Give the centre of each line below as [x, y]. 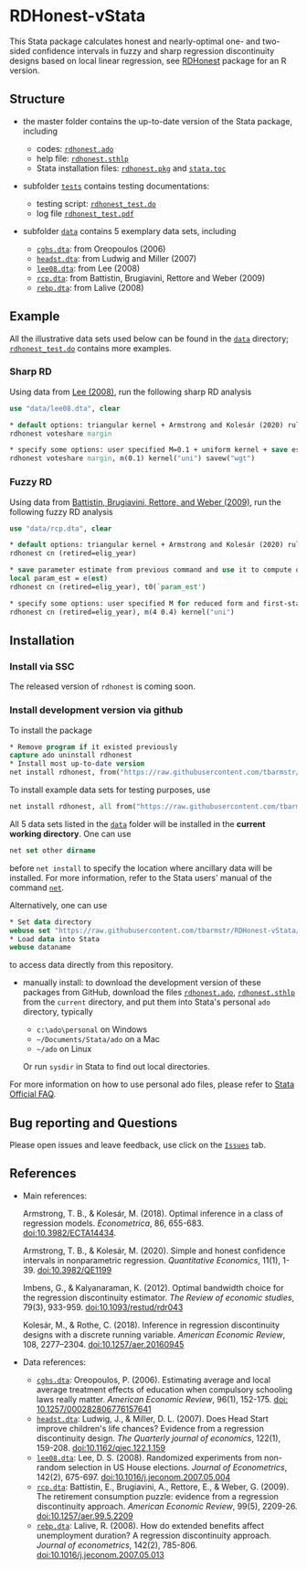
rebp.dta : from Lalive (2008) [90, 287]
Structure [37, 99]
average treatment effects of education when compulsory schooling [164, 1389]
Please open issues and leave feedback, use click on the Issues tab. [138, 1145]
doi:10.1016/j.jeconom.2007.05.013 [100, 1554]
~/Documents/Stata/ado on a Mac [98, 1039]
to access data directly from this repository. [91, 965]
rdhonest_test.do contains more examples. [90, 348]
